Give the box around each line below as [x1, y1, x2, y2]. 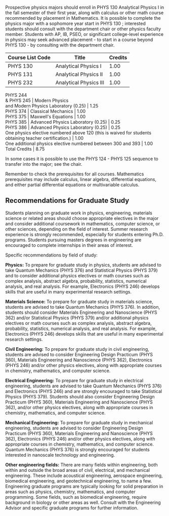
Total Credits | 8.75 [5, 146, 45, 152]
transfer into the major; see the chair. [5, 161, 82, 167]
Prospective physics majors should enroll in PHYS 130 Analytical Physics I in [5, 5, 164, 10]
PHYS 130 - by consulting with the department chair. [5, 42, 115, 48]
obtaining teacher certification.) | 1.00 [5, 135, 84, 141]
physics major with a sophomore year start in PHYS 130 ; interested [5, 20, 146, 26]
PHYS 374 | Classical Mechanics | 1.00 [5, 108, 86, 114]
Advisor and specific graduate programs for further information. [5, 504, 139, 511]
